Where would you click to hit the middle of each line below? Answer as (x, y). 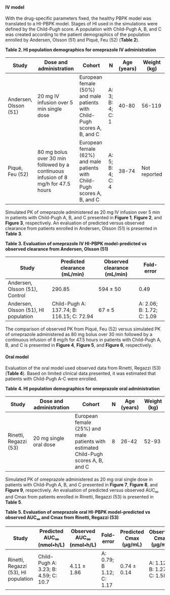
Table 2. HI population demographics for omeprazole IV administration (81, 50)
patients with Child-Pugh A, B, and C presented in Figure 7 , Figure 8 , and (81, 485)
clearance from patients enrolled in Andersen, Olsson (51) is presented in (81, 228)
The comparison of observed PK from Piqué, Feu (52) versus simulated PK (83, 329)
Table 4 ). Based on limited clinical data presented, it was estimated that (81, 374)
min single (50, 109)
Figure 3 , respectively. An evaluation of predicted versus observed (75, 223)
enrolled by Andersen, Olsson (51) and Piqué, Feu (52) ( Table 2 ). (72, 40)
